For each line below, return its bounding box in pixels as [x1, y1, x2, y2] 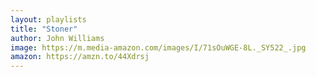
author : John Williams [10, 33, 105, 43]
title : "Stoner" [10, 24, 78, 34]
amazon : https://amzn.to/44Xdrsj [10, 52, 150, 62]
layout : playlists [10, 14, 87, 25]
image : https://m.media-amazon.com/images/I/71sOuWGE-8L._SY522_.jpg [10, 42, 307, 53]
